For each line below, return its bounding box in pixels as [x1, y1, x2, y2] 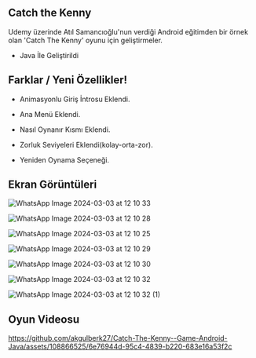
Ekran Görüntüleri [8, 178, 97, 192]
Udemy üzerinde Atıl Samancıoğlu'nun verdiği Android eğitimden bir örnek [8, 27, 249, 36]
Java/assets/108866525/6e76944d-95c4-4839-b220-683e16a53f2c [8, 342, 232, 352]
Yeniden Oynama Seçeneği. [19, 155, 110, 164]
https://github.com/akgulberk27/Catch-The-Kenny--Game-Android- [8, 334, 228, 343]
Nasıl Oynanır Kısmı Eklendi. [19, 125, 111, 134]
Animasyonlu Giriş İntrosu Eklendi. [19, 94, 131, 104]
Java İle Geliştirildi [19, 50, 79, 60]
